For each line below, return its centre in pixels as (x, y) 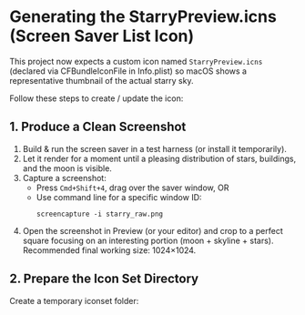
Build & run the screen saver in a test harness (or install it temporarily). (154, 148)
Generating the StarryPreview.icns (143, 17)
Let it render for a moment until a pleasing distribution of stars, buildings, (159, 158)
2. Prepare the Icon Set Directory (104, 279)
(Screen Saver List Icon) (102, 36)
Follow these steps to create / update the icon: (97, 98)
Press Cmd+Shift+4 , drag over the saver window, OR (132, 188)
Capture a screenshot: (64, 178)
